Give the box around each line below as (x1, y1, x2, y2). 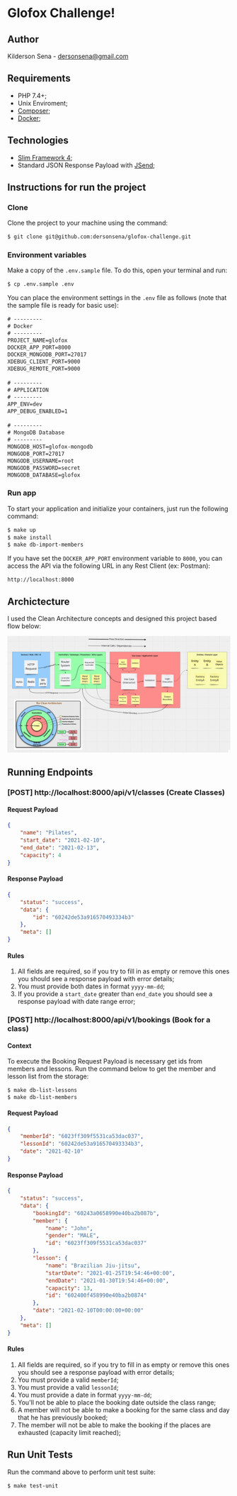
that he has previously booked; (17, 1413, 108, 1422)
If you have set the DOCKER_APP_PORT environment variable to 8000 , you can (7, 554, 223, 563)
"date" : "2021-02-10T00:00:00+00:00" (33, 1307, 144, 1314)
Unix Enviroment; (17, 99, 69, 107)
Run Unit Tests (7, 1448, 73, 1461)
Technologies (7, 135, 69, 147)
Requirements (7, 72, 71, 84)
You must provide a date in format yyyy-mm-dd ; (17, 1390, 152, 1399)
